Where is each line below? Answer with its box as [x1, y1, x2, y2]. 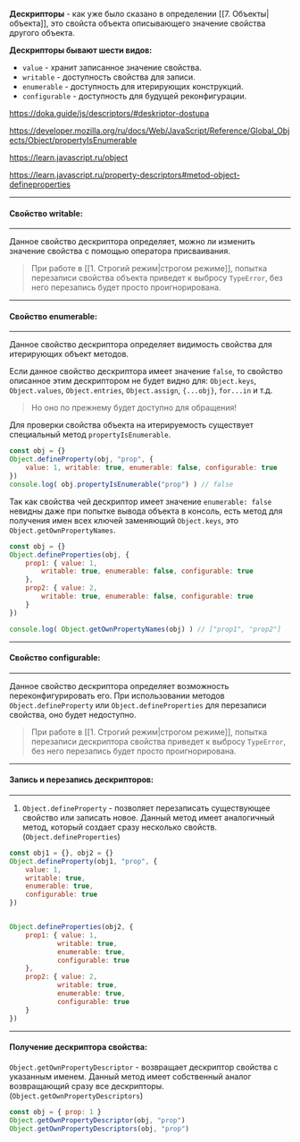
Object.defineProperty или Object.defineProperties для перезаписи [9, 699, 267, 711]
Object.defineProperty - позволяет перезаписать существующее [21, 802, 271, 814]
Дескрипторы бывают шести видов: [9, 45, 153, 55]
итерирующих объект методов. [9, 349, 129, 360]
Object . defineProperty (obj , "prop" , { [9, 455, 154, 464]
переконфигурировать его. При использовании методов [9, 690, 225, 701]
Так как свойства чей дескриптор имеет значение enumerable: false [9, 496, 272, 507]
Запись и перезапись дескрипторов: [9, 774, 154, 785]
